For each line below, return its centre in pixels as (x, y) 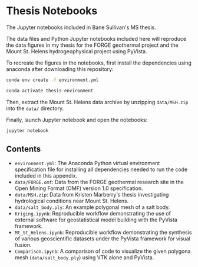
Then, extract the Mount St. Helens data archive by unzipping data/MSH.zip (97, 102)
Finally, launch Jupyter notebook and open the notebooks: (77, 120)
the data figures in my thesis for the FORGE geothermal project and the (92, 45)
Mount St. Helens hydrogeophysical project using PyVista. (77, 51)
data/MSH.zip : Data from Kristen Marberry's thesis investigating (92, 195)
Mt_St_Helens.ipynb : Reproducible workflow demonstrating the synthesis (103, 233)
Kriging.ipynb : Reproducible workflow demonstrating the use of (93, 214)
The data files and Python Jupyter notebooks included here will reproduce (96, 38)
